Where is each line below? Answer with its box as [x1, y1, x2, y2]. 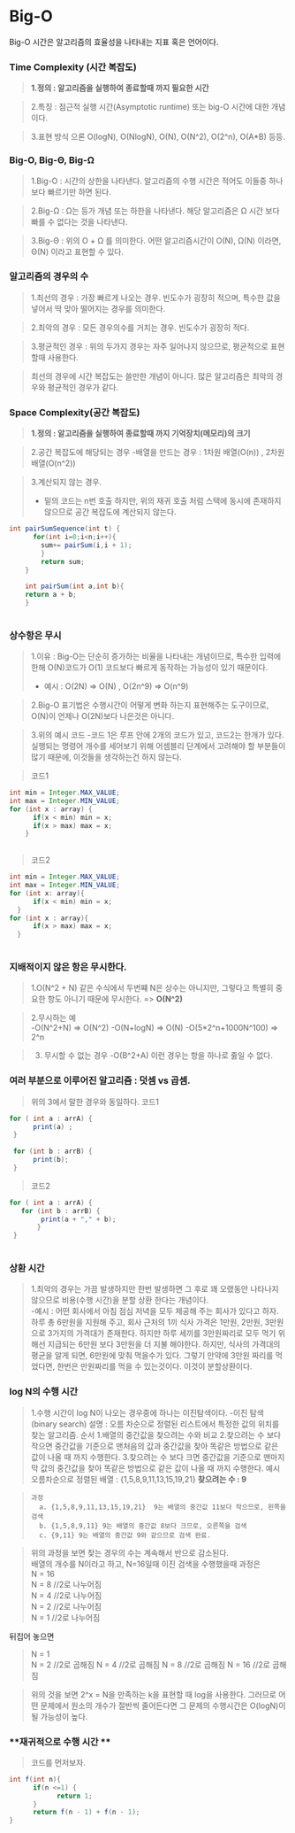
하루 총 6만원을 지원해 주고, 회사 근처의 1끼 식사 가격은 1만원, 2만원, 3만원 [30, 1317, 284, 1327]
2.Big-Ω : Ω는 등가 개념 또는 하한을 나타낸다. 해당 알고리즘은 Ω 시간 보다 [30, 205, 280, 216]
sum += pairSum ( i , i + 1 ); [41, 540, 132, 550]
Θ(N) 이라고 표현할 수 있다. [30, 246, 124, 257]
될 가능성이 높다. [30, 1711, 88, 1721]
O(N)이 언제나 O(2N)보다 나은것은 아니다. [30, 711, 175, 722]
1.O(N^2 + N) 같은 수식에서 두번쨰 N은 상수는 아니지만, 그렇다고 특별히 [30, 983, 274, 994]
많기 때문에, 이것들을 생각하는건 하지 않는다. [30, 752, 183, 762]
